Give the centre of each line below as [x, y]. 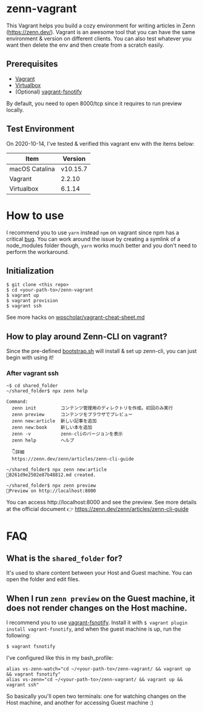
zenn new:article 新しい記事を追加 [54, 421]
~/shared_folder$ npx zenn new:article [57, 470]
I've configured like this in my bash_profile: [60, 658]
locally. [15, 110]
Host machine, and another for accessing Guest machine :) [80, 703]
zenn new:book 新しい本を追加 [52, 428]
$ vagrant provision [32, 301]
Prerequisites [32, 64]
